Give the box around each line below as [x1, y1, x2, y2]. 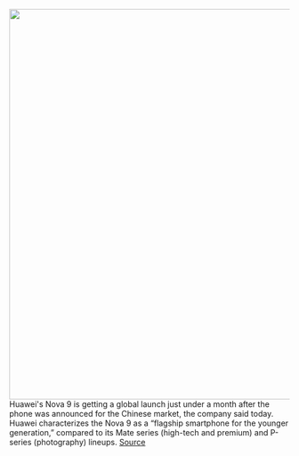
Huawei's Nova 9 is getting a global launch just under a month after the [9, 399, 270, 410]
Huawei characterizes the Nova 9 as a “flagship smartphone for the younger [9, 418, 289, 428]
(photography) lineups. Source [33, 437, 146, 447]
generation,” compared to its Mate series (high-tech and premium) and [9, 427, 269, 437]
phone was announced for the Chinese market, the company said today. [9, 409, 274, 419]
